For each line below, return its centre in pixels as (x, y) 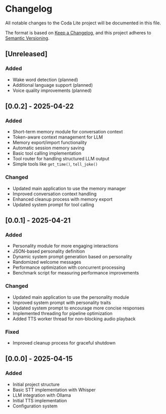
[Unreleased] (26, 54)
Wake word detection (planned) (45, 80)
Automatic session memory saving (48, 148)
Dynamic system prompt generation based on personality (72, 257)
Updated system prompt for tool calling (53, 204)
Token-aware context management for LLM (58, 137)
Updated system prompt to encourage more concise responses (78, 308)
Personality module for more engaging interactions (65, 246)
